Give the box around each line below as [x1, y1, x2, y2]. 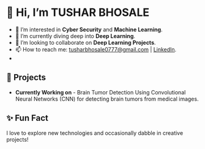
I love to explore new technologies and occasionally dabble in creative [6, 129, 184, 137]
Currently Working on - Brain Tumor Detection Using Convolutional [15, 88, 186, 96]
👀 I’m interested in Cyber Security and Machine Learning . [15, 26, 163, 33]
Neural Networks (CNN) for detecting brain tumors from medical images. [15, 95, 199, 102]
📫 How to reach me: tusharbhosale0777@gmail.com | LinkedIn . [15, 45, 177, 53]
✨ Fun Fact [6, 113, 49, 123]
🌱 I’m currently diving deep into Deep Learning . [15, 32, 136, 39]
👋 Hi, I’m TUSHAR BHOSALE [6, 6, 150, 20]
